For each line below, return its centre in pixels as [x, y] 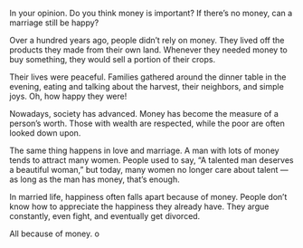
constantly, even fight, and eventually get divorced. [105, 216]
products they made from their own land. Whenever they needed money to [148, 50]
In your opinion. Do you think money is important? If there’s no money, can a [151, 13]
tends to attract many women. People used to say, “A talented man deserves [151, 160]
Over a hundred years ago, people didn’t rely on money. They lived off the [147, 40]
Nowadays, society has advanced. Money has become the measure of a [144, 114]
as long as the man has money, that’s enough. [95, 179]
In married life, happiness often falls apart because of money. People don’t [148, 197]
